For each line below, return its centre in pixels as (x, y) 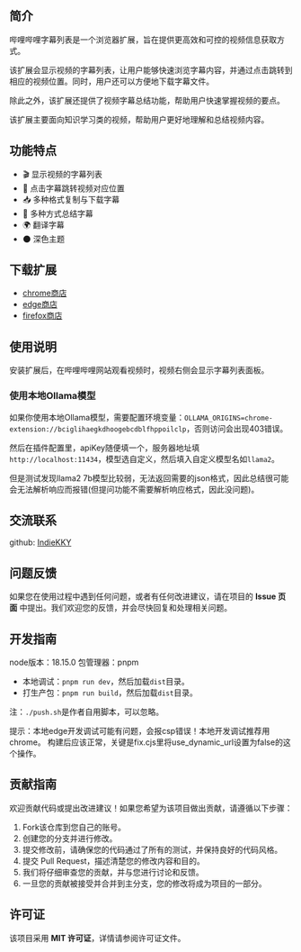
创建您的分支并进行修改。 (70, 838)
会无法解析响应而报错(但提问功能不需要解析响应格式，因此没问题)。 (134, 489)
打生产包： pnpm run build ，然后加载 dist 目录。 (110, 693)
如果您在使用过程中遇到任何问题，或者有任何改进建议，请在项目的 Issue (143, 596)
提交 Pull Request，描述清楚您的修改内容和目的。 (113, 861)
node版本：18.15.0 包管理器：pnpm (74, 662)
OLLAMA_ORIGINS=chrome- (228, 418)
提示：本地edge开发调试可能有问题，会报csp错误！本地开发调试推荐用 (140, 730)
